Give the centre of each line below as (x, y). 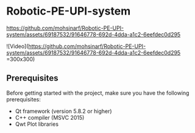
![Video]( (17, 46)
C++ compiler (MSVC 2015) (50, 117)
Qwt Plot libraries (37, 124)
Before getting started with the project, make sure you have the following (98, 93)
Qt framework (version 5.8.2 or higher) (63, 111)
